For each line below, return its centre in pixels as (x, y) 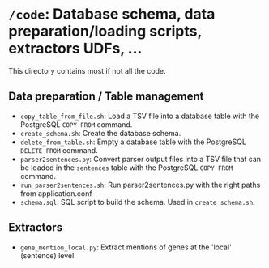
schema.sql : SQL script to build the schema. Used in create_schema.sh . (137, 202)
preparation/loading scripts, (105, 31)
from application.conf (56, 193)
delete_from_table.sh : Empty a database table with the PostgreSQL (133, 142)
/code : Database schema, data (112, 14)
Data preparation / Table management (106, 97)
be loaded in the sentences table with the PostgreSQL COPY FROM (126, 168)
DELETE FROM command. (59, 150)
